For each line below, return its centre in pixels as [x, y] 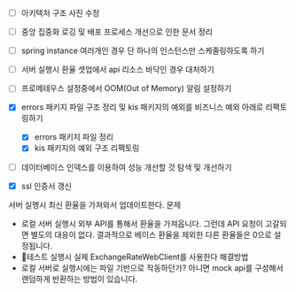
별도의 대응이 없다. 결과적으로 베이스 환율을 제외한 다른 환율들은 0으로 [151, 234]
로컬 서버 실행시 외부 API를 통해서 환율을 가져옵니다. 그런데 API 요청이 [142, 223]
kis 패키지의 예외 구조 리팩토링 [87, 148]
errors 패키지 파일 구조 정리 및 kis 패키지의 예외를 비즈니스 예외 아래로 [142, 107]
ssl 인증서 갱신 [47, 186]
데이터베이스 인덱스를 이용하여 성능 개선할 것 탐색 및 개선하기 [126, 167]
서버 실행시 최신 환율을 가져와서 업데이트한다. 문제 [95, 204]
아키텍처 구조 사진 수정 [60, 13]
